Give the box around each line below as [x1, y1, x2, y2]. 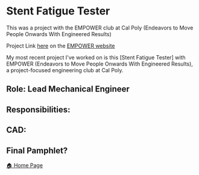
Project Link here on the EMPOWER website [6, 42, 115, 49]
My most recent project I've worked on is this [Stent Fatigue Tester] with [6, 54, 186, 61]
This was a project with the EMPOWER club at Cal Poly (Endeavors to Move [6, 24, 194, 31]
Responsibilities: [6, 104, 71, 115]
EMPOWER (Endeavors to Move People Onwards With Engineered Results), [6, 60, 193, 67]
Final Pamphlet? [6, 146, 68, 156]
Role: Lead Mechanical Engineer [6, 84, 130, 94]
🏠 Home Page [6, 161, 43, 169]
